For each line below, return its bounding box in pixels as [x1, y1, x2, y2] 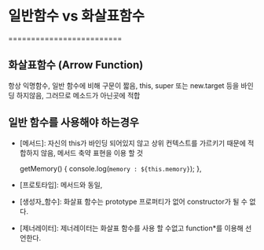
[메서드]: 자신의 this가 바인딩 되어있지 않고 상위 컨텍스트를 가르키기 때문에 [19, 138, 246, 148]
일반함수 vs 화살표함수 [8, 7, 145, 25]
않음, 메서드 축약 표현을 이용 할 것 [40, 148, 144, 157]
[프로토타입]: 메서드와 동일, [19, 180, 103, 189]
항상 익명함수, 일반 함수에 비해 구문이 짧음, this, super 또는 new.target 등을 [8, 80, 240, 90]
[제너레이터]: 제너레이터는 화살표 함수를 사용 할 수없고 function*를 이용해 [19, 223, 244, 233]
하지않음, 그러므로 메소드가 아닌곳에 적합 [16, 90, 141, 100]
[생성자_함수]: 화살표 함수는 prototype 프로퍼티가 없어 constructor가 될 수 [19, 197, 247, 206]
